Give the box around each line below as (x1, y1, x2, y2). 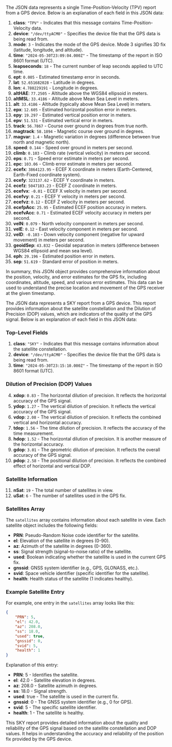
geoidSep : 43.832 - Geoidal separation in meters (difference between (13, 242, 160, 248)
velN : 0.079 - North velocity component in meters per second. (13, 221, 144, 226)
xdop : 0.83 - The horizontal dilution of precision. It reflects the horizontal (13, 392, 166, 398)
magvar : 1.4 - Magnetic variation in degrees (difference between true (13, 134, 160, 139)
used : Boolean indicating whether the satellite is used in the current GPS (13, 554, 166, 560)
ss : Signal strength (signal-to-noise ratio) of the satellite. (13, 549, 132, 555)
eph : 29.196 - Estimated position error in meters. (13, 253, 115, 259)
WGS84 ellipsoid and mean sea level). (13, 248, 93, 253)
